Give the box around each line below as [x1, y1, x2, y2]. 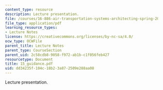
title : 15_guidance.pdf [5, 61, 53, 66]
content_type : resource [5, 7, 53, 12]
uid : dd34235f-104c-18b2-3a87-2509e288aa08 [5, 66, 95, 71]
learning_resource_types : [5, 25, 57, 30]
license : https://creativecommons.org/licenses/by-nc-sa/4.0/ [5, 35, 133, 39]
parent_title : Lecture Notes [5, 43, 64, 48]
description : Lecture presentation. [5, 12, 79, 17]
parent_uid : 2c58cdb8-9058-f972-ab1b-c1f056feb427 [5, 52, 110, 57]
